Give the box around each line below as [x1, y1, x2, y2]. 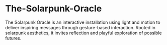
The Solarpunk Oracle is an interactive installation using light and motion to [5, 19, 160, 25]
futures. [5, 35, 22, 41]
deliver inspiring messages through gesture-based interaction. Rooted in [5, 24, 156, 30]
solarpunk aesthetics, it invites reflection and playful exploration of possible [5, 30, 162, 36]
